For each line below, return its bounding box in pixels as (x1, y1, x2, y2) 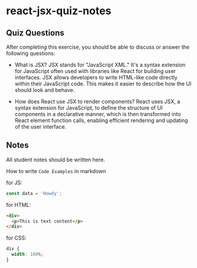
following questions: (6, 50, 56, 57)
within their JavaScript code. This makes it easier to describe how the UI (14, 80, 192, 87)
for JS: (6, 179, 22, 186)
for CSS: (6, 234, 27, 241)
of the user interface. (14, 123, 67, 130)
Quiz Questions (6, 28, 64, 38)
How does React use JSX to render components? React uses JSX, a (14, 98, 180, 105)
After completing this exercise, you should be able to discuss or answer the (6, 43, 190, 50)
